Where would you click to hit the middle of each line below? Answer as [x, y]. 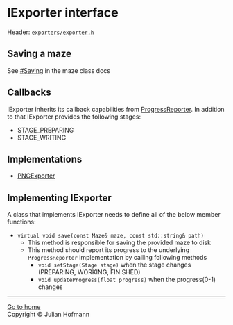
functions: [21, 222]
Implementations [45, 159]
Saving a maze [39, 54]
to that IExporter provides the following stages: [74, 117]
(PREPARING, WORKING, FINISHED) [89, 272]
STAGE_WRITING [42, 137]
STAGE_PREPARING [45, 130]
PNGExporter [36, 176]
